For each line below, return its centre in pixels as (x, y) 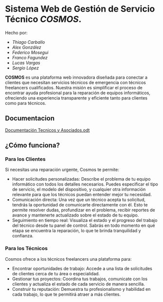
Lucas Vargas (26, 63)
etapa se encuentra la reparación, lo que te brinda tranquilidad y (76, 231)
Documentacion (30, 118)
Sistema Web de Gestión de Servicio (80, 9)
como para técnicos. (26, 103)
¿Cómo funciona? (32, 145)
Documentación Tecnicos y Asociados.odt (47, 130)
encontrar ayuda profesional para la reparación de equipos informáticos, (78, 93)
